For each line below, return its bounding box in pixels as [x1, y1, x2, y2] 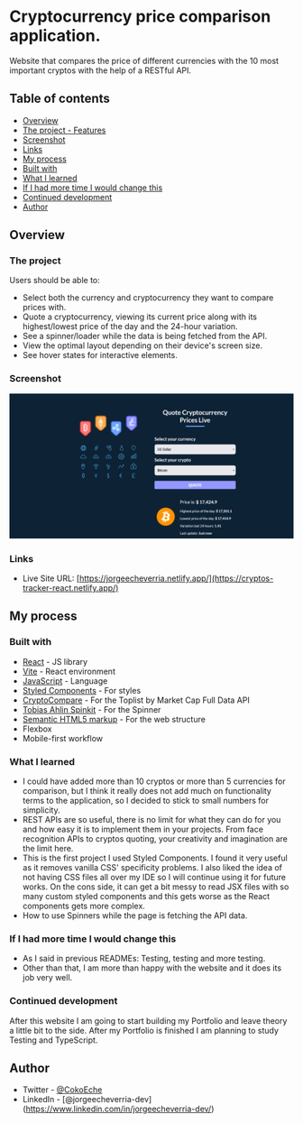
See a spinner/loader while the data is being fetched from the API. [22, 331, 268, 342]
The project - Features [22, 124, 106, 135]
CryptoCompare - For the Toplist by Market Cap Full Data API [22, 695, 250, 705]
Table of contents [9, 91, 110, 106]
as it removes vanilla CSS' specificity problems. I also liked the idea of [22, 861, 282, 872]
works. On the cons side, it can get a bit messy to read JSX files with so [22, 881, 289, 892]
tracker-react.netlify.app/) [22, 582, 119, 593]
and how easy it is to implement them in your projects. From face [22, 824, 264, 834]
